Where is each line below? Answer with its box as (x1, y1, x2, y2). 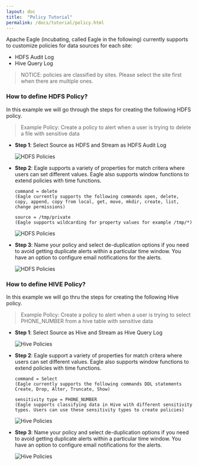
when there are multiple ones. (20, 77, 93, 85)
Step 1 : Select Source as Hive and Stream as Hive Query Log (14, 329, 163, 336)
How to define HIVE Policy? (6, 280, 86, 288)
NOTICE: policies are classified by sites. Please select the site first (20, 72, 182, 79)
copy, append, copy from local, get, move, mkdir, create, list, (14, 199, 179, 205)
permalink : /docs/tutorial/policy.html (6, 20, 105, 25)
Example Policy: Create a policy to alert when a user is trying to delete (20, 124, 191, 131)
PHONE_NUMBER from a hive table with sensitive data (20, 317, 154, 324)
